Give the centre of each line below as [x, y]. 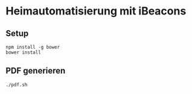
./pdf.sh [17, 85]
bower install [24, 52]
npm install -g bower [33, 47]
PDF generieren [36, 71]
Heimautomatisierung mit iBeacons [96, 11]
